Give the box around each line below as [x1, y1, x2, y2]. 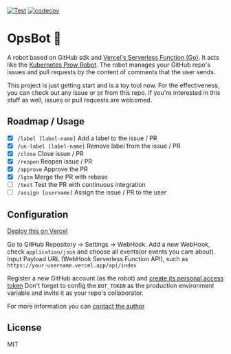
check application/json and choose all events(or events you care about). [7, 247, 216, 256]
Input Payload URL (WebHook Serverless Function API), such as [7, 255, 188, 263]
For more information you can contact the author [7, 302, 145, 311]
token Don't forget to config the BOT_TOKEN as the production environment [7, 282, 214, 290]
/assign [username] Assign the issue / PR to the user [16, 188, 167, 197]
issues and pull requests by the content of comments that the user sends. [7, 67, 216, 76]
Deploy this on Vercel [7, 227, 68, 235]
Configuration [7, 208, 69, 220]
